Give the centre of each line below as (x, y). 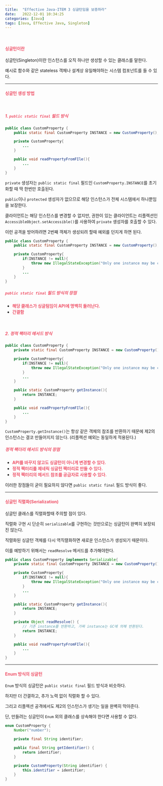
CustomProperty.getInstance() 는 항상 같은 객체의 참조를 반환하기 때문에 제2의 (80, 431)
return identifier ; (42, 752)
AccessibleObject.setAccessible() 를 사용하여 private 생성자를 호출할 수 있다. (81, 221)
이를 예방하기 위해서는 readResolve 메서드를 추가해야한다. (60, 550)
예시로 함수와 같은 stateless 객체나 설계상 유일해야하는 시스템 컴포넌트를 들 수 (79, 70)
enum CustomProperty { (28, 726)
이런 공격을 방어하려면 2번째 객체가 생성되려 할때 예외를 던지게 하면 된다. (73, 232)
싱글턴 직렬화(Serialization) (32, 502)
